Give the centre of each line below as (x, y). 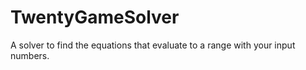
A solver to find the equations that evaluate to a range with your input (153, 45)
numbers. (30, 55)
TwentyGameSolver (95, 17)
